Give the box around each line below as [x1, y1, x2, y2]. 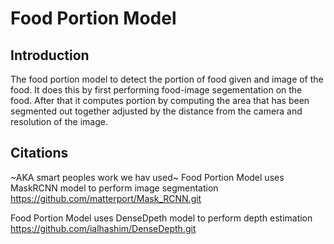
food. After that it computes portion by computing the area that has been [10, 95, 310, 106]
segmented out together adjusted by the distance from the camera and [10, 105, 303, 117]
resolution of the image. [10, 116, 108, 127]
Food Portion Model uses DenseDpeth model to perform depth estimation [10, 212, 313, 224]
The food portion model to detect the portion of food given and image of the [10, 73, 324, 85]
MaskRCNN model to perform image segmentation [10, 182, 219, 194]
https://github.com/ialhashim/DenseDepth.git [10, 222, 197, 234]
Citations [10, 145, 69, 162]
